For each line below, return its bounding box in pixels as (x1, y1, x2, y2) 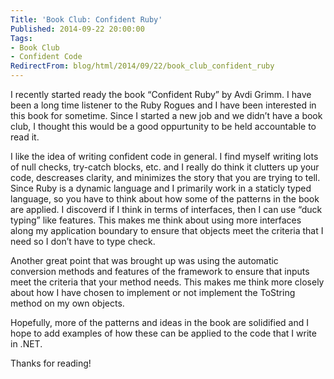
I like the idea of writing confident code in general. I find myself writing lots (10, 151, 319, 162)
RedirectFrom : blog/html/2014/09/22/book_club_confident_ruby (10, 61, 275, 71)
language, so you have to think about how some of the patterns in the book (10, 193, 320, 205)
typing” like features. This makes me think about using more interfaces (10, 214, 302, 226)
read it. (10, 131, 40, 143)
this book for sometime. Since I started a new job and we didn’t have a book (10, 110, 323, 121)
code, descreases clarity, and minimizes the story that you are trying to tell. (10, 172, 321, 183)
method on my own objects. (10, 297, 125, 309)
